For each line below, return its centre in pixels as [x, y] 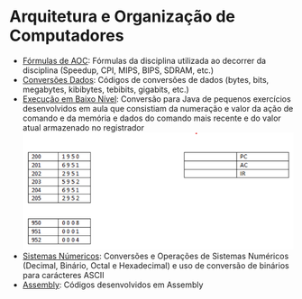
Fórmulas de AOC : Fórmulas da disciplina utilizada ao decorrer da [144, 60]
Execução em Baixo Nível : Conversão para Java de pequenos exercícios [156, 99]
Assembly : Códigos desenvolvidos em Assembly [113, 285]
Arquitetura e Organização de [123, 17]
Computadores [67, 36]
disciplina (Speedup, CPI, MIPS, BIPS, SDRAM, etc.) [118, 70]
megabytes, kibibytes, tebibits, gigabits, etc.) [105, 89]
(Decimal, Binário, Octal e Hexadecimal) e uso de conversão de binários [156, 265]
